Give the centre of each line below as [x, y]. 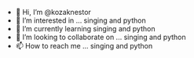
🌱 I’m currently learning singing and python [85, 29]
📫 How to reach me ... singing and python [84, 46]
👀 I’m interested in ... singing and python [81, 20]
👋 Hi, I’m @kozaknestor [53, 12]
